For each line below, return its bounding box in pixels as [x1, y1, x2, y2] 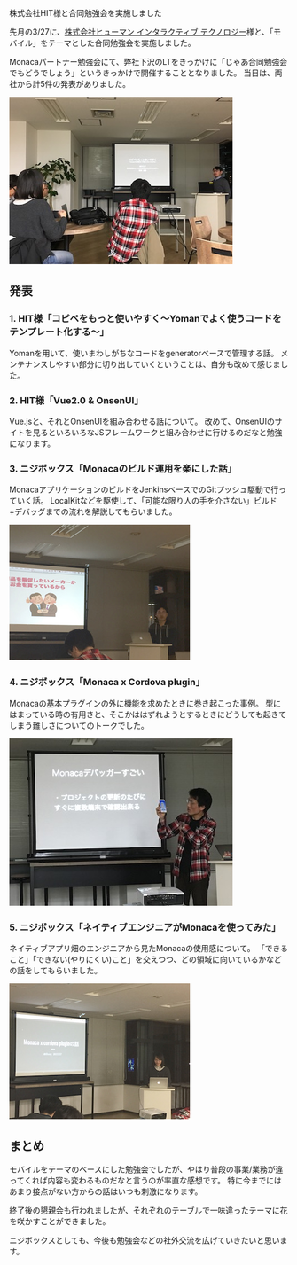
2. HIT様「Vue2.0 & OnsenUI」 [9, 394, 144, 406]
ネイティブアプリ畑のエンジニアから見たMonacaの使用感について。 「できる [9, 942, 288, 953]
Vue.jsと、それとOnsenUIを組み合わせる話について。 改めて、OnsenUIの [9, 416, 275, 426]
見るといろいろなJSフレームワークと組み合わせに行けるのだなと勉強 [32, 426, 283, 437]
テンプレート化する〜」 [9, 326, 109, 339]
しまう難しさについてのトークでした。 [9, 720, 149, 730]
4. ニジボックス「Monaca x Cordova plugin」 [9, 676, 206, 689]
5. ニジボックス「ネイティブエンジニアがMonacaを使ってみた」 [9, 921, 281, 933]
